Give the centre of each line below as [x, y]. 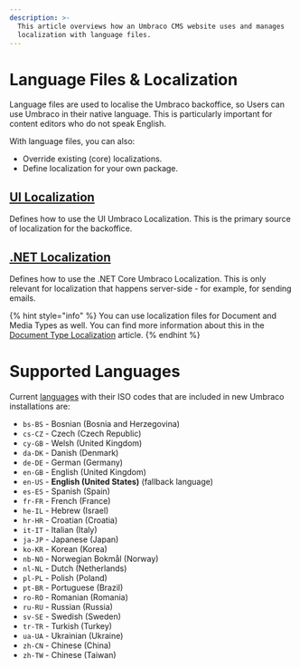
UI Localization [52, 197]
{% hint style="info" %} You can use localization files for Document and [143, 315]
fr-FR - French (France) [66, 500]
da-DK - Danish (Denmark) [70, 452]
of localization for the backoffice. [71, 228]
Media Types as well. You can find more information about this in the [137, 325]
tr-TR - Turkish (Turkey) [67, 625]
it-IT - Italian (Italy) [60, 529]
